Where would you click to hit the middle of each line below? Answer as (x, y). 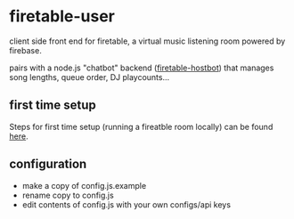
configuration (48, 164)
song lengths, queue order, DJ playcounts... (90, 77)
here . (19, 136)
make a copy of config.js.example (84, 185)
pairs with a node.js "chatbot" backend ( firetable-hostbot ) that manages (142, 68)
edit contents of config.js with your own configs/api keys (127, 204)
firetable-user (62, 16)
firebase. (25, 50)
